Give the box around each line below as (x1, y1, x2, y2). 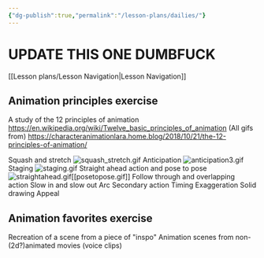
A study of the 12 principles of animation (8, 115, 139, 124)
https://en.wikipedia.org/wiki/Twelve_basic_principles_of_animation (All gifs (8, 123, 254, 133)
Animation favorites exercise (8, 212, 153, 225)
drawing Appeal (8, 189, 60, 198)
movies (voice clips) (57, 241, 122, 250)
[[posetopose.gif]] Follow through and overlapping (71, 172, 235, 182)
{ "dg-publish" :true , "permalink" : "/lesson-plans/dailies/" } (8, 11, 206, 20)
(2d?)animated (8, 241, 56, 250)
